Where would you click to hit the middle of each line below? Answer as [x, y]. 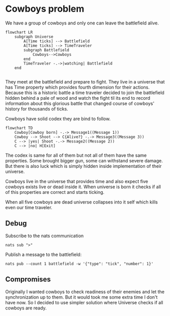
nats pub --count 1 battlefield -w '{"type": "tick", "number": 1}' [79, 264]
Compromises [28, 280]
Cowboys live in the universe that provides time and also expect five [77, 181]
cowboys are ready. [26, 308]
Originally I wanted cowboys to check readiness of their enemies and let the [85, 292]
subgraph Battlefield [47, 50]
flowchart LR [19, 32]
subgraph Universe [34, 37]
